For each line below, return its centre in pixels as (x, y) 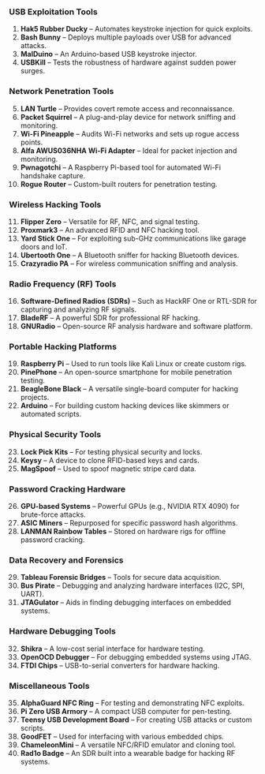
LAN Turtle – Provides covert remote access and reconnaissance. (127, 108)
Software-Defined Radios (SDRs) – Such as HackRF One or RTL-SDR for (138, 301)
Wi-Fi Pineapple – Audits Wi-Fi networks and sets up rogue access (130, 133)
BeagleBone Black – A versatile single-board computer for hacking (129, 389)
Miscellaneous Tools (49, 686)
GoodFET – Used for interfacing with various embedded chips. (122, 736)
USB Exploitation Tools (53, 12)
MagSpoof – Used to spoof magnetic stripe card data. (108, 469)
